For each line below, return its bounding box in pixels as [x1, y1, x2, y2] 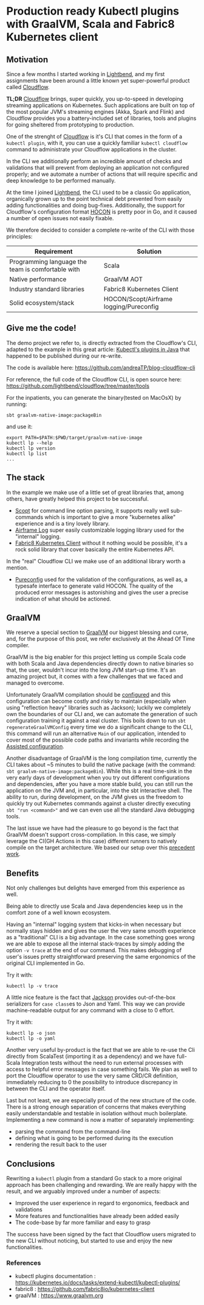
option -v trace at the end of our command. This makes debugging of [6, 947, 182, 954]
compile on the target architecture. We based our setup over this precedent [6, 844, 195, 851]
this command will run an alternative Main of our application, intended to [6, 730, 186, 737]
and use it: [6, 423, 33, 430]
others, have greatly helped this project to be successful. [6, 495, 149, 503]
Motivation [6, 54, 49, 64]
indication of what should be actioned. [15, 595, 111, 602]
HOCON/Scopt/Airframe [103, 295, 173, 303]
